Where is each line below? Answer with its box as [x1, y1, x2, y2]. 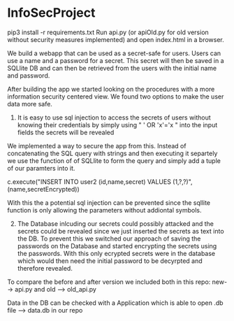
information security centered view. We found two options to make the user [7, 92, 224, 101]
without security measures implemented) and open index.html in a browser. [7, 35, 225, 43]
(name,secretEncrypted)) [7, 185, 80, 193]
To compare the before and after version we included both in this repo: [7, 278, 211, 286]
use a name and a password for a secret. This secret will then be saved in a [7, 56, 225, 64]
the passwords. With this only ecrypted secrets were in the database [17, 249, 216, 257]
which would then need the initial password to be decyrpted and [17, 257, 203, 265]
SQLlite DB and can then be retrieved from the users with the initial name [7, 64, 217, 72]
